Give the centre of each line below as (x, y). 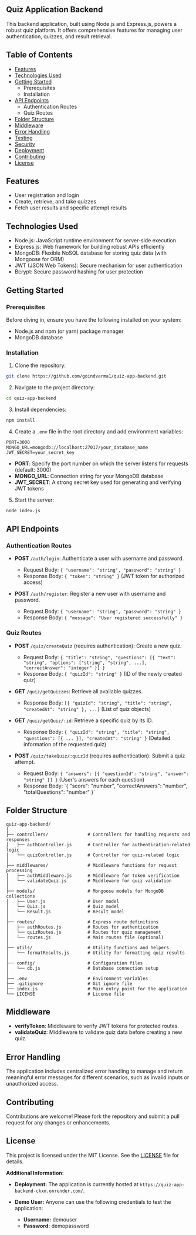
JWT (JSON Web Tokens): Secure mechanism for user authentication (99, 266)
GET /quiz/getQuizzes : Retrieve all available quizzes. (79, 691)
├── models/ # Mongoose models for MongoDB (85, 891)
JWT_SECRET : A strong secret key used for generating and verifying (98, 482)
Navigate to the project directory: (55, 388)
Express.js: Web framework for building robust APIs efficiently (89, 247)
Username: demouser (50, 1219)
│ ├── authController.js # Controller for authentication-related (98, 845)
